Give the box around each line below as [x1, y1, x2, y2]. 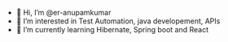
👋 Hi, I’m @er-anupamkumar [15, 8, 112, 17]
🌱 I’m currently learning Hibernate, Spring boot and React [15, 25, 209, 34]
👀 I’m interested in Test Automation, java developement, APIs [15, 16, 221, 26]
